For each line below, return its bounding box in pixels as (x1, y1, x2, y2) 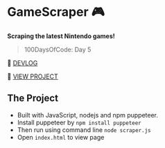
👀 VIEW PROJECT (7, 72, 59, 81)
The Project (7, 92, 59, 104)
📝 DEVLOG (7, 58, 38, 67)
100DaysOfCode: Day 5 (24, 45, 92, 54)
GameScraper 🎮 (7, 4, 105, 20)
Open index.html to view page (17, 133, 105, 141)
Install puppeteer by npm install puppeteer (17, 118, 142, 126)
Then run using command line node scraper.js (17, 125, 151, 134)
